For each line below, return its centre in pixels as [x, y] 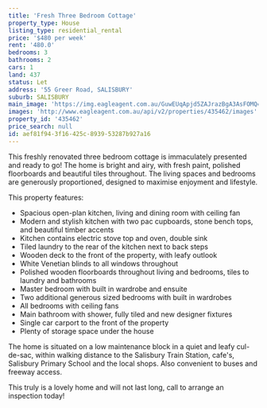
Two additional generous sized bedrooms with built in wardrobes [126, 297]
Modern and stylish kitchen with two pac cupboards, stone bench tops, [136, 221]
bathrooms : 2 [30, 60]
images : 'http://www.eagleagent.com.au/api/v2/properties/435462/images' [133, 112]
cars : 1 [21, 68]
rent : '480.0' [32, 45]
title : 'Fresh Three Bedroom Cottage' [72, 16]
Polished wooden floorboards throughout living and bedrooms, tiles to [134, 272]
